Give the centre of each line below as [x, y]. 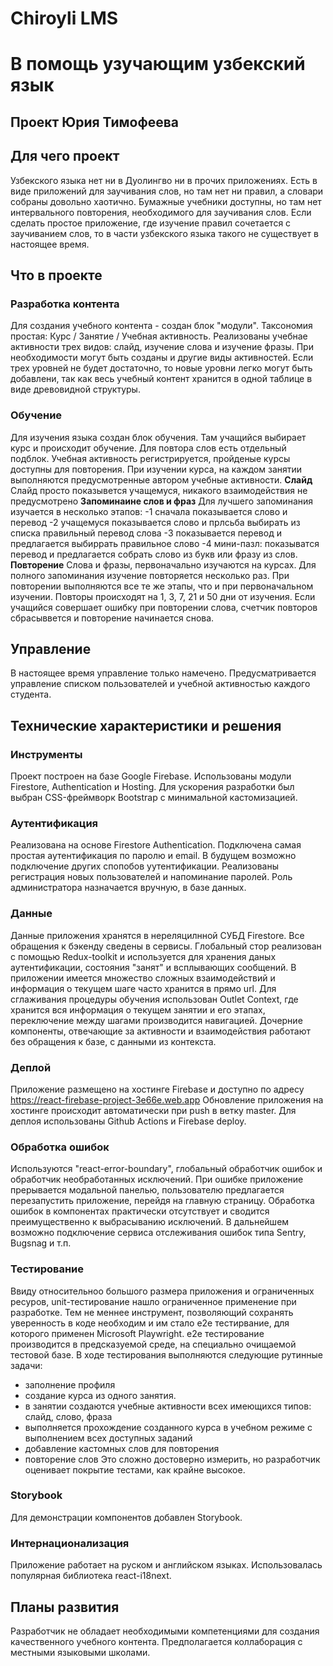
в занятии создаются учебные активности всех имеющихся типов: [168, 1406]
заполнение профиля [70, 1384]
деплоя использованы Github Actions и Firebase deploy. [128, 1121]
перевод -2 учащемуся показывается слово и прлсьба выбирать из [155, 522]
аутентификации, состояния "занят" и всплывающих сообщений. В [153, 967]
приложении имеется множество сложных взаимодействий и [143, 978]
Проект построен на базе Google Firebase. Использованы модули [151, 776]
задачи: [26, 1365]
